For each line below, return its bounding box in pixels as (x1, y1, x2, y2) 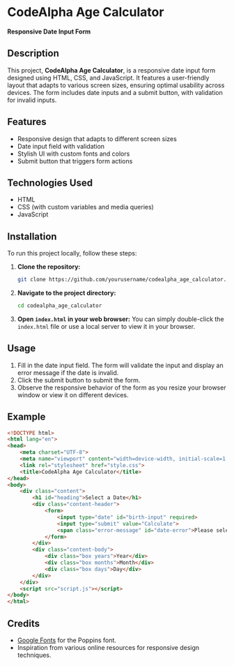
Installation (7, 230, 57, 242)
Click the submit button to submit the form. (17, 376, 141, 384)
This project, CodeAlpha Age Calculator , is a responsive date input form (7, 66, 216, 74)
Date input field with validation (17, 142, 105, 150)
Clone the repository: (17, 262, 81, 271)
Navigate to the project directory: (17, 289, 116, 297)
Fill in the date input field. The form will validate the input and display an (17, 361, 224, 369)
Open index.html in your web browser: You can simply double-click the (17, 315, 224, 323)
